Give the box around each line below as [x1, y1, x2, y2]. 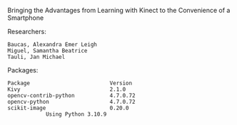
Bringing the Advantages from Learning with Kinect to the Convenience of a [7, 6, 231, 14]
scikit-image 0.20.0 [7, 104, 130, 112]
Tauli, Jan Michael [7, 53, 66, 60]
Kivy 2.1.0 [7, 86, 126, 93]
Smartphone [7, 13, 44, 22]
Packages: [7, 66, 39, 74]
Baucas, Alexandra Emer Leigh [7, 41, 98, 48]
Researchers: [7, 28, 46, 36]
